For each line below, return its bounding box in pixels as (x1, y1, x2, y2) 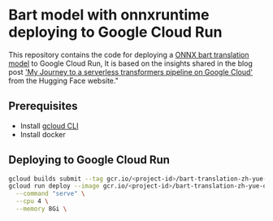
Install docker (19, 129, 67, 139)
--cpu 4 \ (15, 197, 49, 206)
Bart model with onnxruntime (8, 6, 210, 24)
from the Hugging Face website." (8, 76, 119, 85)
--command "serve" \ (15, 189, 85, 198)
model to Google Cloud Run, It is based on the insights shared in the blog (8, 58, 253, 68)
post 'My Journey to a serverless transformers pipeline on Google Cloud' (8, 67, 253, 76)
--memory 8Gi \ (15, 205, 67, 213)
